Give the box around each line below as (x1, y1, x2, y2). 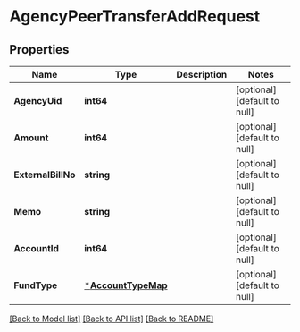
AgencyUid (13, 95, 62, 106)
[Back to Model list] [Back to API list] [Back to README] (9, 313, 214, 324)
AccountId (13, 243, 60, 254)
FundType (13, 279, 58, 292)
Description (176, 69, 228, 81)
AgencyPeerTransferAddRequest (9, 6, 261, 27)
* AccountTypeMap (84, 279, 168, 292)
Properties (9, 42, 70, 57)
